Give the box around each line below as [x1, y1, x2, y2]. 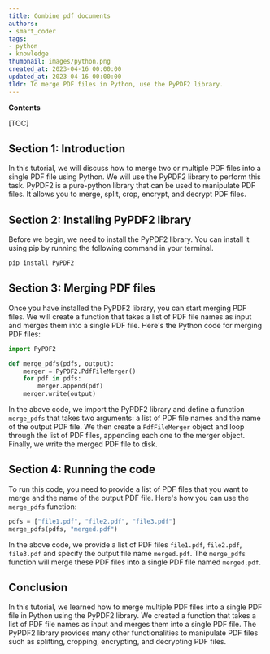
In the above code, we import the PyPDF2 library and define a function [8, 405, 246, 415]
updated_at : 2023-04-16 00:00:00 [8, 72, 122, 81]
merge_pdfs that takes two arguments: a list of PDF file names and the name [8, 413, 262, 424]
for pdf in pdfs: [23, 375, 82, 383]
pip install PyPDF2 [8, 259, 75, 267]
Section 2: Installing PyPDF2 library [8, 213, 192, 226]
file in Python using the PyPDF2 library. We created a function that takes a [8, 611, 256, 621]
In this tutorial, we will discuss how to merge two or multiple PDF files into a [8, 164, 262, 173]
